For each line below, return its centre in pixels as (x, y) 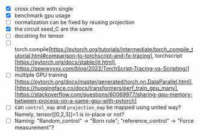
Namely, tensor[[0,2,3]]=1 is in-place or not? (69, 114)
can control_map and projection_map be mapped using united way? (98, 107)
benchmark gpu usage (42, 16)
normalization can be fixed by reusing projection (74, 22)
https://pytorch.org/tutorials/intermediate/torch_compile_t (122, 49)
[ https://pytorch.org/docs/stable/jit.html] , (65, 62)
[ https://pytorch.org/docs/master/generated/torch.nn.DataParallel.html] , (104, 82)
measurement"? (34, 127)
